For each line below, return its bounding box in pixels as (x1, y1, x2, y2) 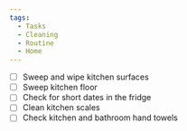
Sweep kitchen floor (22, 82, 98, 93)
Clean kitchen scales (22, 102, 101, 113)
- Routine (17, 38, 54, 48)
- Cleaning (17, 30, 59, 39)
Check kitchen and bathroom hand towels (22, 112, 178, 123)
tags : (9, 13, 30, 23)
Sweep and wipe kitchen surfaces (22, 71, 149, 82)
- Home (17, 47, 42, 56)
